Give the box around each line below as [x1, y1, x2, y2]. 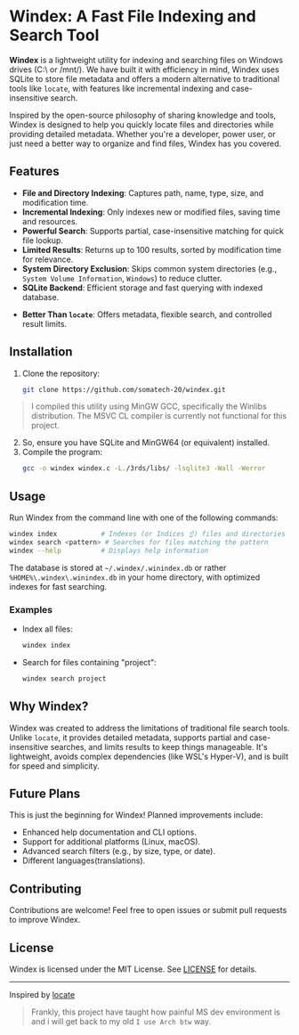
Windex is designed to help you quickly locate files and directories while [9, 118, 274, 130]
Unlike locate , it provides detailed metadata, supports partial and [9, 732, 247, 743]
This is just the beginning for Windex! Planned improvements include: [9, 810, 263, 820]
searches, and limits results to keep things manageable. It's [50, 741, 269, 752]
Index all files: [21, 623, 73, 634]
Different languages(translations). [21, 855, 146, 866]
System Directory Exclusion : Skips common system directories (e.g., [21, 263, 278, 273]
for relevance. [21, 254, 74, 265]
